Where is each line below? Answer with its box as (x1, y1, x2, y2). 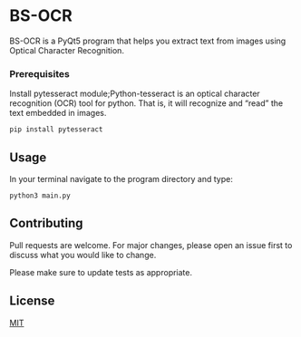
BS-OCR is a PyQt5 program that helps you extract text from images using (9, 35, 286, 46)
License (9, 294, 55, 309)
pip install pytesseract (9, 125, 103, 134)
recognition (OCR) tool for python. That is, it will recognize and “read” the (9, 98, 284, 109)
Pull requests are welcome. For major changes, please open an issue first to (9, 239, 293, 250)
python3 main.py (9, 191, 71, 200)
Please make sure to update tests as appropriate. (9, 266, 193, 277)
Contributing (9, 216, 83, 231)
